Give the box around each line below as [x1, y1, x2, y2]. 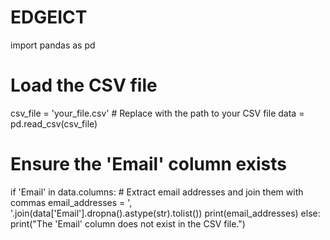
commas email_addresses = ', [10, 196, 133, 208]
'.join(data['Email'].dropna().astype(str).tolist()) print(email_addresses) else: [10, 207, 321, 219]
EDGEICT [10, 6, 88, 29]
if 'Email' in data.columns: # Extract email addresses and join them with [10, 186, 304, 198]
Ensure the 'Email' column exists [10, 153, 287, 176]
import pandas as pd [10, 39, 96, 51]
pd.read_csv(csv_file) [10, 117, 98, 130]
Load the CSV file [10, 74, 158, 97]
